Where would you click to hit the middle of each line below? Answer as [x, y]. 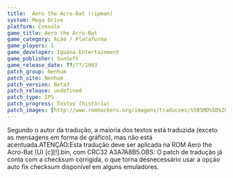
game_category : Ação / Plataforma [57, 39]
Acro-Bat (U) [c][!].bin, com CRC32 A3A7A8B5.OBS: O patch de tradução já [115, 152]
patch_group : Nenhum [37, 71]
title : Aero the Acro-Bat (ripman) [60, 14]
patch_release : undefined [44, 91]
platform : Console [34, 26]
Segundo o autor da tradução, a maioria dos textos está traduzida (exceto [113, 130]
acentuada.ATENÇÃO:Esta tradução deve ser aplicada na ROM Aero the [110, 144]
